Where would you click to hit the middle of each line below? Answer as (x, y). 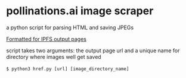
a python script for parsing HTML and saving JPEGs (70, 27)
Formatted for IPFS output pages (46, 39)
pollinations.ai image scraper (80, 11)
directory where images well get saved (54, 57)
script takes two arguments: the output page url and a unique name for (93, 50)
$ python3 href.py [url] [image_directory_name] (68, 69)
